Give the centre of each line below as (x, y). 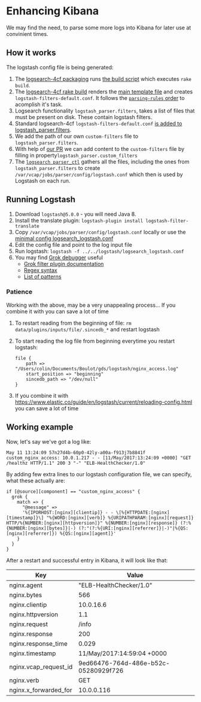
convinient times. (28, 34)
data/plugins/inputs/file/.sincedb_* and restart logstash (87, 329)
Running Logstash (41, 200)
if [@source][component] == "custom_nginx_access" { (73, 491)
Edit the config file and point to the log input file (74, 244)
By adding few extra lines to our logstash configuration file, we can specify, (99, 474)
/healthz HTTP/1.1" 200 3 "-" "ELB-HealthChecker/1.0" (76, 463)
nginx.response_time (38, 643)
